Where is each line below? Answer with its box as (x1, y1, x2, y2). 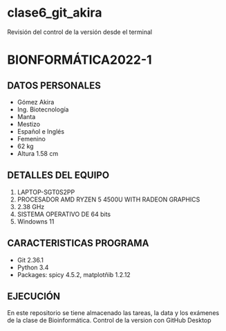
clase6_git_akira (7, 5, 102, 21)
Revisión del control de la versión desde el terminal (7, 28, 153, 36)
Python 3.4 (17, 263, 49, 271)
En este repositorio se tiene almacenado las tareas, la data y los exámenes (7, 309, 220, 317)
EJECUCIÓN (7, 290, 61, 302)
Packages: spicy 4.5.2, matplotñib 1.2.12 (17, 270, 131, 278)
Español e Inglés (17, 127, 64, 136)
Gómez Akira (17, 98, 55, 106)
